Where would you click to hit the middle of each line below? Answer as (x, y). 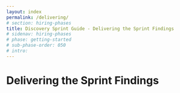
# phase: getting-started (39, 40)
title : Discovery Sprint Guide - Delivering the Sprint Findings (90, 28)
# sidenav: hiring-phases (39, 34)
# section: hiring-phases (39, 23)
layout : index (24, 12)
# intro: (17, 51)
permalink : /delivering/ (37, 17)
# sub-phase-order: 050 (36, 46)
